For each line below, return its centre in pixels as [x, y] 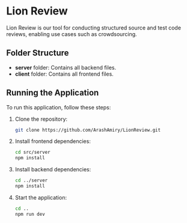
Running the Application [53, 93]
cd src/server [32, 152]
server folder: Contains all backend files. [65, 67]
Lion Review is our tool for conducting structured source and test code [94, 28]
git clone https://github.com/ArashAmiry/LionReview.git [88, 130]
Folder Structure [38, 53]
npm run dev [30, 214]
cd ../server [31, 181]
